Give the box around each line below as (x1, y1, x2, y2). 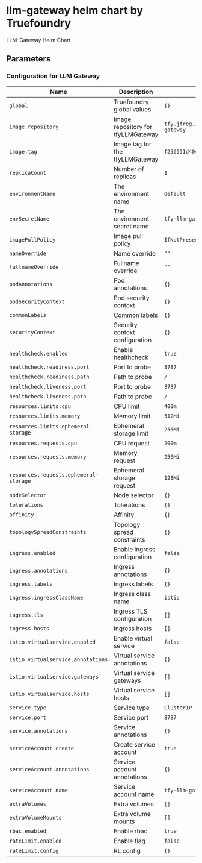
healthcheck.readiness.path (9, 373, 90, 380)
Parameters (6, 54, 51, 64)
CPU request (113, 439, 150, 447)
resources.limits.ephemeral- (9, 423, 93, 430)
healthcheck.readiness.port (9, 363, 90, 371)
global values (113, 105, 151, 113)
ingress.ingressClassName (9, 594, 84, 601)
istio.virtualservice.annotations (9, 656, 108, 663)
